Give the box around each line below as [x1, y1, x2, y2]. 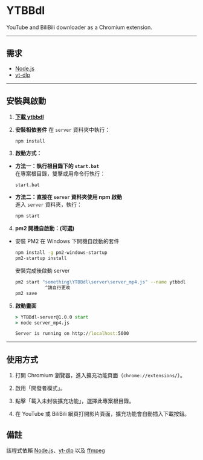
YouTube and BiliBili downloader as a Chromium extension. [6, 24, 152, 31]
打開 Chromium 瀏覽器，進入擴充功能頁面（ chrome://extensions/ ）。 [14, 372, 185, 379]
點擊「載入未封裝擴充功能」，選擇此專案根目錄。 [14, 397, 135, 405]
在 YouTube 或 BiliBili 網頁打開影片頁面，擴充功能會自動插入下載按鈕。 [14, 410, 190, 418]
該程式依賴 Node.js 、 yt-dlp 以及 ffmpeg [6, 447, 106, 454]
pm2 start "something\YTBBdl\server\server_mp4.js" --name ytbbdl [14, 279, 186, 285]
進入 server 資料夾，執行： [14, 201, 83, 209]
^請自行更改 [45, 285, 71, 291]
